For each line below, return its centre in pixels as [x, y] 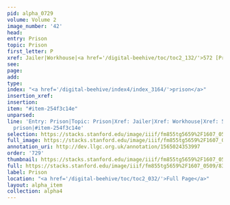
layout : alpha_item [35, 185]
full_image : [24, 141]
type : [15, 83]
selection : [23, 134]
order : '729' [26, 153]
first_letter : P [30, 52]
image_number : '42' [35, 26]
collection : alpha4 [35, 191]
